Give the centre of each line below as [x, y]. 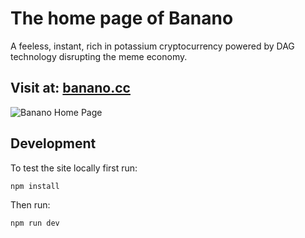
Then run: [30, 204]
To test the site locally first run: [74, 168]
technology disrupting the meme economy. [99, 56]
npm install [35, 186]
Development [53, 143]
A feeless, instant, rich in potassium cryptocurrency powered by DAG [152, 46]
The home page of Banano [122, 18]
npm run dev [35, 223]
